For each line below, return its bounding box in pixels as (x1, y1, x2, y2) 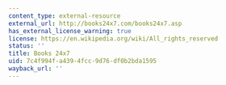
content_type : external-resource (8, 11, 121, 20)
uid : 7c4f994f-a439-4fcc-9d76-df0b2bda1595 (8, 57, 157, 66)
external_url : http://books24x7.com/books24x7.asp (8, 19, 182, 28)
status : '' (8, 42, 45, 50)
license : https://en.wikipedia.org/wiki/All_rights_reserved (8, 34, 219, 43)
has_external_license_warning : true (8, 27, 132, 35)
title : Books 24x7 (8, 49, 70, 57)
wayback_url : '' (8, 65, 63, 73)
